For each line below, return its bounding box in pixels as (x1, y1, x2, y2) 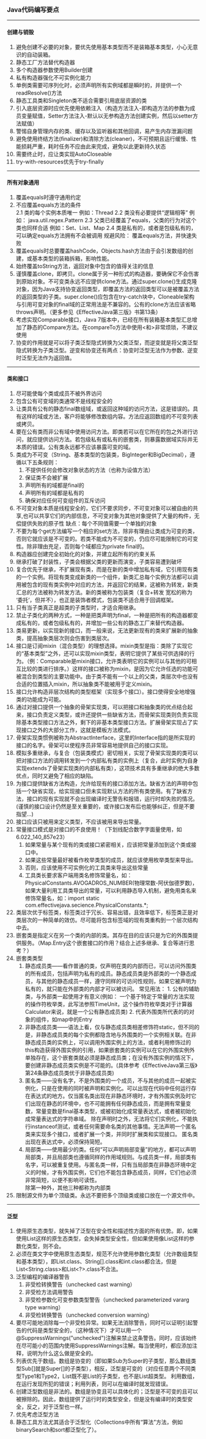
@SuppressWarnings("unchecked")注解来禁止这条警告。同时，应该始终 (15, 1334, 197, 1342)
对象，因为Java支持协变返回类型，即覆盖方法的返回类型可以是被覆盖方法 (15, 285, 200, 292)
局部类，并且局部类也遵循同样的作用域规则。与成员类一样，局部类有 (24, 1153, 197, 1161)
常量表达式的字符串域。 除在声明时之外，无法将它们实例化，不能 (30, 1115, 193, 1122)
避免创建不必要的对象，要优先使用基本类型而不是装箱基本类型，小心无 (15, 43, 193, 50)
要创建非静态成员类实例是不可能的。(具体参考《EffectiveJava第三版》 (24, 1062, 198, 1069)
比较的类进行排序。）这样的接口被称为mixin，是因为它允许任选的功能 (21, 665, 193, 672)
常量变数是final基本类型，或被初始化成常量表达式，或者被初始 (35, 1107, 191, 1115)
